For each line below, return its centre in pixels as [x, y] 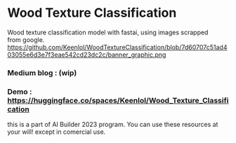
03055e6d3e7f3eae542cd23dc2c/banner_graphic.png [87, 55]
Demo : [20, 91]
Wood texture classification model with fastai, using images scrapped [108, 32]
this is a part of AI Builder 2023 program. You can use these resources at [113, 125]
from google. [26, 39]
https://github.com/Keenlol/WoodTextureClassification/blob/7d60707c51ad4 [117, 47]
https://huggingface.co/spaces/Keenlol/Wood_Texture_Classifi [118, 100]
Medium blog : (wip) [42, 73]
